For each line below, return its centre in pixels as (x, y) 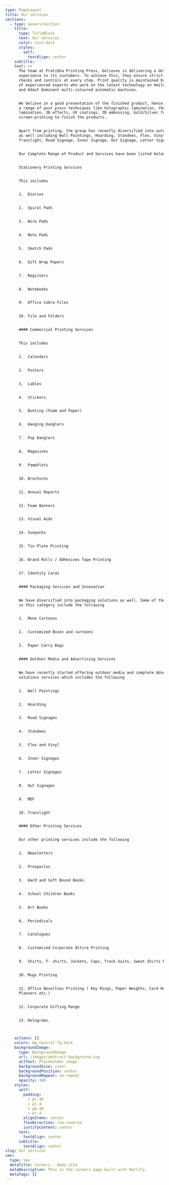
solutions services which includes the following (71, 677)
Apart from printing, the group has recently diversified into (86, 131)
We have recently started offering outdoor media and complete (86, 673)
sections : (16, 19)
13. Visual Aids (35, 519)
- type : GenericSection (34, 24)
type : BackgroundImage (42, 1052)
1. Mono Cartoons (38, 619)
